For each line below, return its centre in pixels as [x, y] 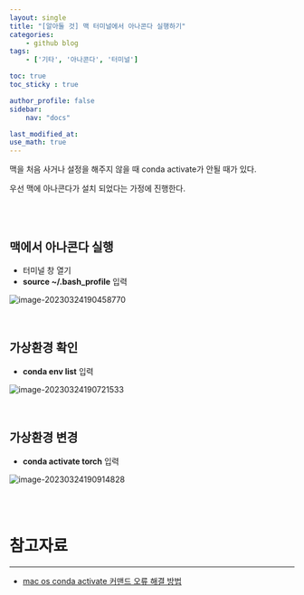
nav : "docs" [48, 118]
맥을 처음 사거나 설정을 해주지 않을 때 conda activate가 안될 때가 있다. [133, 169]
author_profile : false [52, 100]
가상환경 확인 [44, 348]
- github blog [52, 43]
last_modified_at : [44, 134]
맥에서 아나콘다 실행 [62, 246]
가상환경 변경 [44, 438]
